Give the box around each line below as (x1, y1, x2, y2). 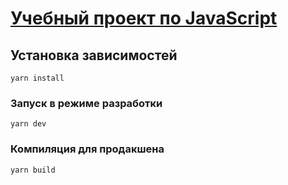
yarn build (10, 165, 56, 175)
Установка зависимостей (10, 47, 178, 64)
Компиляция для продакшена (10, 142, 165, 156)
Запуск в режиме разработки (10, 96, 163, 110)
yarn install (10, 73, 65, 83)
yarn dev (10, 119, 47, 129)
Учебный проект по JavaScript (10, 7, 278, 30)
